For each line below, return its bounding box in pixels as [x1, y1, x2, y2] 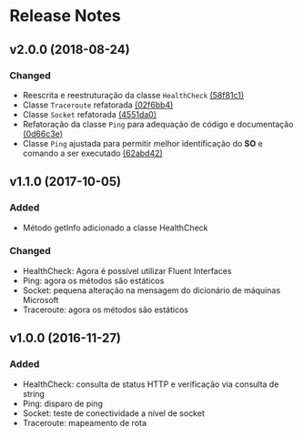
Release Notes [9, 5, 121, 26]
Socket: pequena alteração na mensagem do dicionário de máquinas [22, 284, 281, 296]
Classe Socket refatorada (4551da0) [22, 108, 157, 119]
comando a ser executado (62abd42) [22, 147, 164, 158]
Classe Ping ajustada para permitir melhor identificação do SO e [22, 137, 264, 148]
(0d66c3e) [22, 128, 64, 139]
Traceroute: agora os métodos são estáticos [22, 304, 189, 315]
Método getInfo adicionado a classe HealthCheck [22, 222, 208, 233]
